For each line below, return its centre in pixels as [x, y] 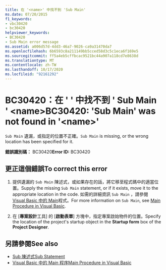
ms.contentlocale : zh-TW [31, 65]
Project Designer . [31, 227]
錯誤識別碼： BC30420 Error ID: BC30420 [48, 152]
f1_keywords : [19, 19]
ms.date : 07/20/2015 [27, 14]
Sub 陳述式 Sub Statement [39, 257]
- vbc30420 [16, 24]
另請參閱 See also [32, 244]
